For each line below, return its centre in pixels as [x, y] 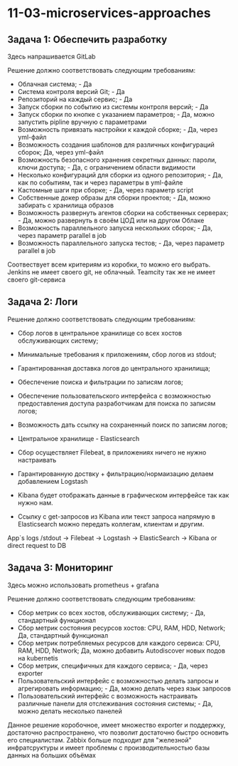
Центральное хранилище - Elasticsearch [79, 438]
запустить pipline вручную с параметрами [82, 122]
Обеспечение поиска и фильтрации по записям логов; [100, 382]
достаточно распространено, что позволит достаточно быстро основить [118, 733]
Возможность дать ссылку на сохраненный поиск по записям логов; [123, 425]
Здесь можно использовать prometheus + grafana [83, 585]
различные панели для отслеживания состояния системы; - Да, [115, 703]
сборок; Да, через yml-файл [61, 152]
